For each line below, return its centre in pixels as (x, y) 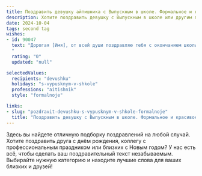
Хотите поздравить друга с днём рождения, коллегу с (76, 141)
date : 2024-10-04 (28, 23)
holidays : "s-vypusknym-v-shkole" (55, 84)
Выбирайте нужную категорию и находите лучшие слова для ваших (94, 160)
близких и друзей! (29, 166)
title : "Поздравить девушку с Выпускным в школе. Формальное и (92, 117)
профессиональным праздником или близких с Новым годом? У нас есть (101, 147)
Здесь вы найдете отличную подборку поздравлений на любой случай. (98, 134)
